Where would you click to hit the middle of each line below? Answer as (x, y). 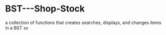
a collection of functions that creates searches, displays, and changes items (83, 22)
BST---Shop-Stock (45, 9)
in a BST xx (17, 27)
